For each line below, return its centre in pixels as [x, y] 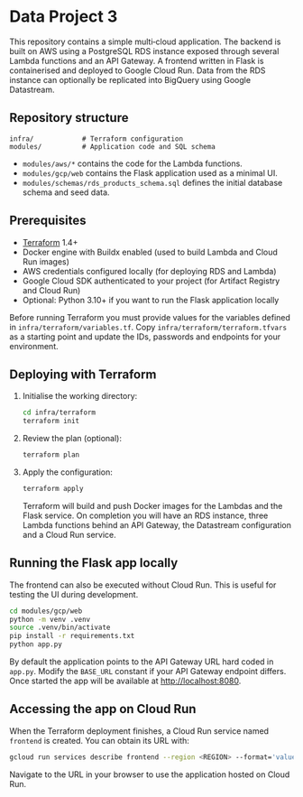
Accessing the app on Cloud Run [103, 709]
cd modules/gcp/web [46, 611]
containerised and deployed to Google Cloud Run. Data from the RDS [138, 70]
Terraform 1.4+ [50, 242]
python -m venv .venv [50, 619]
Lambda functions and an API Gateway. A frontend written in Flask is [137, 60]
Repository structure [69, 118]
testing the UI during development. [74, 594]
